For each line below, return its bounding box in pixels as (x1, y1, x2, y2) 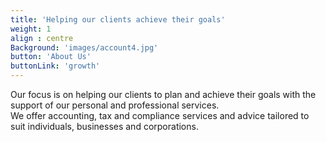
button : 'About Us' (10, 52, 92, 62)
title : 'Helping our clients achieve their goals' (10, 14, 226, 25)
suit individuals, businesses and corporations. (10, 121, 199, 132)
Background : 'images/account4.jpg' (10, 42, 159, 53)
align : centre (10, 33, 74, 43)
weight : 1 (10, 24, 52, 34)
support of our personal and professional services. (10, 99, 220, 111)
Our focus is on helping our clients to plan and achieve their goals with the (10, 89, 317, 100)
